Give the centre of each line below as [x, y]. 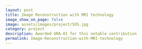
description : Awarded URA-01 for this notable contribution [71, 34]
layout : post [19, 10]
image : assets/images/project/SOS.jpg [47, 24]
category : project [25, 29]
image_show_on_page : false [34, 19]
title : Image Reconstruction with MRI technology [60, 15]
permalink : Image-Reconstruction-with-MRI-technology [64, 39]
